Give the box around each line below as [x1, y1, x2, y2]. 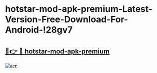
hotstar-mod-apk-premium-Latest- [5, 3, 153, 15]
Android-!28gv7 [5, 24, 73, 35]
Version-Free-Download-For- [5, 14, 128, 25]
